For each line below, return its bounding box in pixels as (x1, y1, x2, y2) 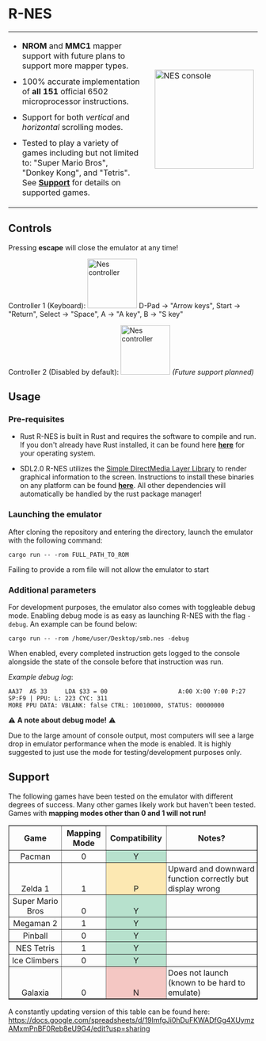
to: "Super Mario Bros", (22, 157, 108, 168)
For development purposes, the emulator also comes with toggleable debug (8, 603, 256, 612)
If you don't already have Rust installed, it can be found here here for (19, 440, 245, 450)
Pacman (20, 851, 51, 862)
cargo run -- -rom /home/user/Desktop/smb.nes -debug (8, 635, 190, 643)
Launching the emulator (8, 509, 102, 520)
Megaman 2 (13, 917, 58, 929)
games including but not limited (22, 147, 139, 158)
